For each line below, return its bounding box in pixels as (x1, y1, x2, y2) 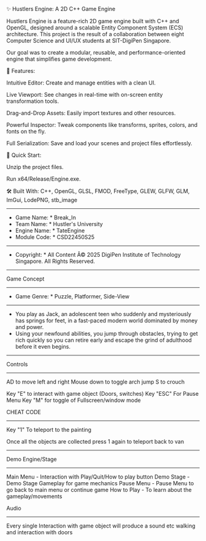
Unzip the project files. (6, 164, 64, 170)
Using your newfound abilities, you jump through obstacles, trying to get (15, 330, 198, 337)
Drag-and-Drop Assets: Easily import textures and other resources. (6, 110, 176, 116)
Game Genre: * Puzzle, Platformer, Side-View (15, 293, 130, 300)
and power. (15, 323, 44, 330)
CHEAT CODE (6, 409, 41, 415)
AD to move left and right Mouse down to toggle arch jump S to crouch (6, 378, 185, 385)
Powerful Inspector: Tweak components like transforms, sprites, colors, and (6, 121, 198, 128)
